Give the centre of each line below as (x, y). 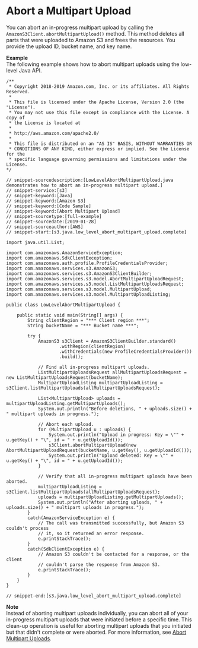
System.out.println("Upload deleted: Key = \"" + (111, 456)
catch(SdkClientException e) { (66, 549)
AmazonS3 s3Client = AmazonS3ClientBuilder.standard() (107, 341)
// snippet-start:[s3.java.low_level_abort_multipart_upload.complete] (96, 232)
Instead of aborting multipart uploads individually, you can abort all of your (97, 613)
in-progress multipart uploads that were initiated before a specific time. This (99, 619)
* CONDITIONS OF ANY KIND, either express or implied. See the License (99, 149)
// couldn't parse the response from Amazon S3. (99, 565)
